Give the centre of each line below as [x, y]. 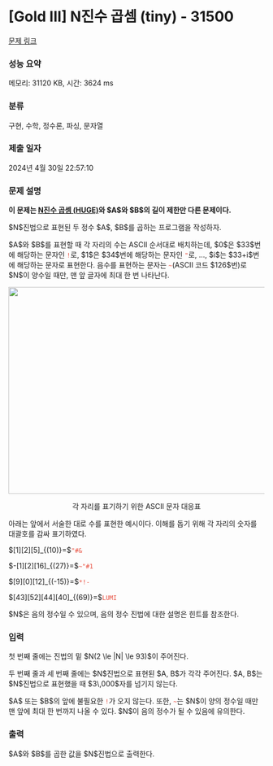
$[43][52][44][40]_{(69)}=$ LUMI [63, 598]
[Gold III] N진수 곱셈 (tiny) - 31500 [121, 17]
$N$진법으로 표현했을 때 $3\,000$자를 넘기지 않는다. [93, 684]
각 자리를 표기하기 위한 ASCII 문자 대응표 [136, 507]
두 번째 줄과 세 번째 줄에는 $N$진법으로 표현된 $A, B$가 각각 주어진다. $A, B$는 [136, 674]
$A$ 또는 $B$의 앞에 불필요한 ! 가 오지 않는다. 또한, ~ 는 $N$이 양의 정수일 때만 [133, 701]
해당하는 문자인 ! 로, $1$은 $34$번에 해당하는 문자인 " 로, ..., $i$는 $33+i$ [135, 255]
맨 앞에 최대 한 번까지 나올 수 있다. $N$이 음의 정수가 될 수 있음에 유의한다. [127, 712]
